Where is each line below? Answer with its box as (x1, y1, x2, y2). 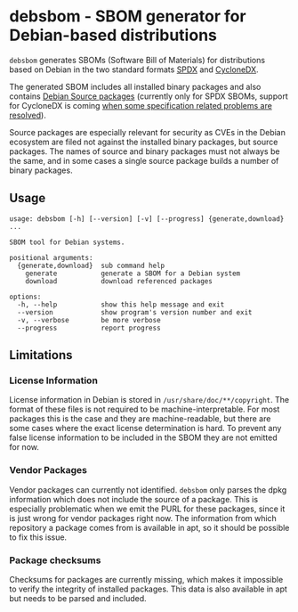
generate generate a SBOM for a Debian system (25, 269, 241, 278)
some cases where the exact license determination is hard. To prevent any (9, 423, 282, 434)
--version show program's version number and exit (17, 307, 253, 317)
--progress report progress (17, 323, 162, 332)
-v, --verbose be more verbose (17, 315, 162, 324)
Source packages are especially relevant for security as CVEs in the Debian (9, 126, 286, 137)
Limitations (9, 347, 73, 363)
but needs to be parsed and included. (9, 593, 147, 604)
